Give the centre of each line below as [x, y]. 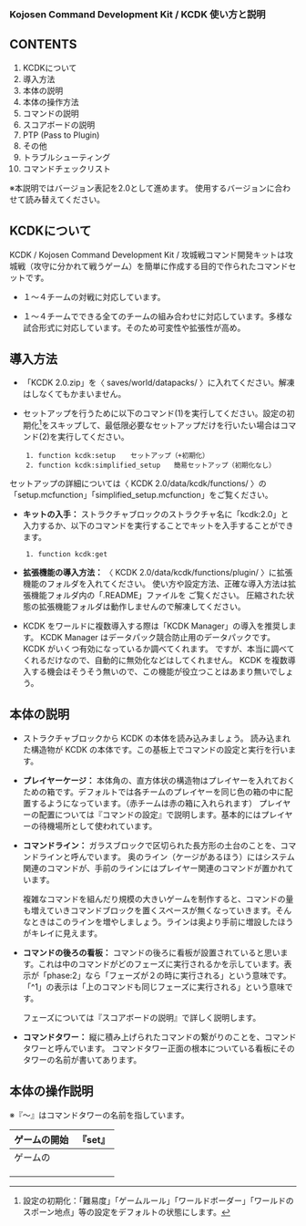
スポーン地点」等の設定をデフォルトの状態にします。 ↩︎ [126, 1211]
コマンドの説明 [51, 113]
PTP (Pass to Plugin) [61, 135]
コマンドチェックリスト [66, 168]
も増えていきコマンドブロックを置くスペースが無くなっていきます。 [149, 910]
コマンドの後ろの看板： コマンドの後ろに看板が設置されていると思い [151, 952]
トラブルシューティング [66, 157]
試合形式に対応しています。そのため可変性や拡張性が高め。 [134, 327]
